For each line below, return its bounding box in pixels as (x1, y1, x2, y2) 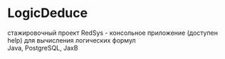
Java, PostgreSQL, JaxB (7, 43, 78, 52)
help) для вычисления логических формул (7, 36, 136, 44)
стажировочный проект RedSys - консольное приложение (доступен (7, 28, 219, 37)
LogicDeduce (7, 5, 88, 21)
